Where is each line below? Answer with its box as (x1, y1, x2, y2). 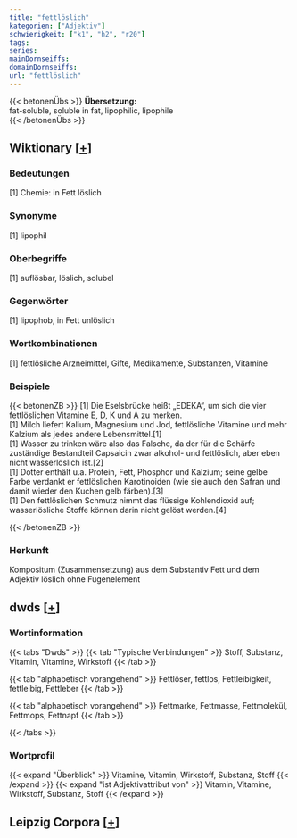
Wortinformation (9, 626, 83, 639)
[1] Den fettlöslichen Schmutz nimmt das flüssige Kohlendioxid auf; (9, 494, 255, 505)
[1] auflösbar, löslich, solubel (9, 273, 114, 284)
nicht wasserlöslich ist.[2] (9, 457, 104, 468)
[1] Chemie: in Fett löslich (9, 187, 103, 198)
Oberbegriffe (9, 252, 67, 264)
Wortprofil (9, 749, 55, 761)
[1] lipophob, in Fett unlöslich (9, 315, 115, 326)
